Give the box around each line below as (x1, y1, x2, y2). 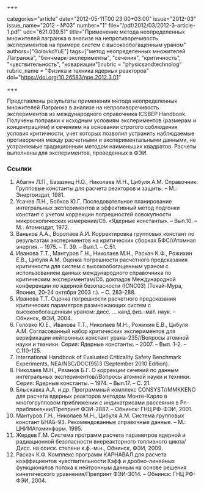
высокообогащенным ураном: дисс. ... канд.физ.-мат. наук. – (15, 308, 176, 315)
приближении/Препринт (15, 406, 80, 413)
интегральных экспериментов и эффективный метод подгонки (15, 204, 180, 211)
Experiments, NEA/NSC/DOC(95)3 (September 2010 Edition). (15, 360, 170, 367)
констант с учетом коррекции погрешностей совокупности (15, 211, 172, 218)
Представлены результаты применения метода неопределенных (7, 97, 178, 104)
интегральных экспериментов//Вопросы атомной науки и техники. (15, 373, 191, 381)
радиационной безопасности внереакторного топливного (15, 438, 167, 445)
